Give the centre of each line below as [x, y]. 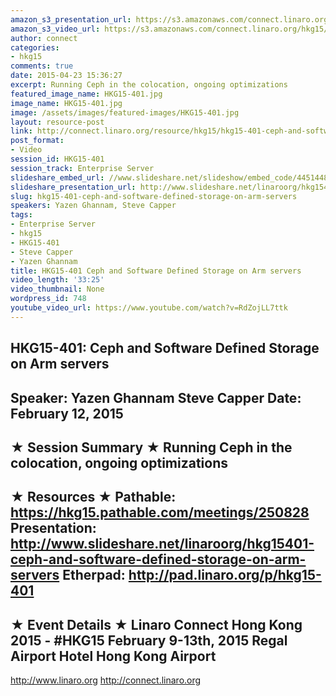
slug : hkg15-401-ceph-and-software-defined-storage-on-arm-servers [154, 196]
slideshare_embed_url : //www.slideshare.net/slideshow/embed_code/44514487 [171, 177]
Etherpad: [94, 575]
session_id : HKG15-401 [57, 159]
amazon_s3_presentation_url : [71, 19]
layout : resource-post [57, 122]
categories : [35, 47]
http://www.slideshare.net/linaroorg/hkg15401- [162, 544]
